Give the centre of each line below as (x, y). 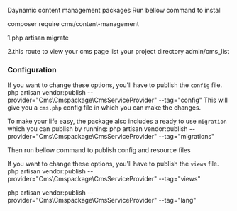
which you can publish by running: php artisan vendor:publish (98, 129)
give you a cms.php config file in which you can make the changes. (104, 108)
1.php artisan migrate (38, 38)
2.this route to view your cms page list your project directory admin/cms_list (118, 51)
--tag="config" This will (193, 100)
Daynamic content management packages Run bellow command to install (115, 10)
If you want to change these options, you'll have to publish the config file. (115, 85)
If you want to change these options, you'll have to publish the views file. (113, 164)
